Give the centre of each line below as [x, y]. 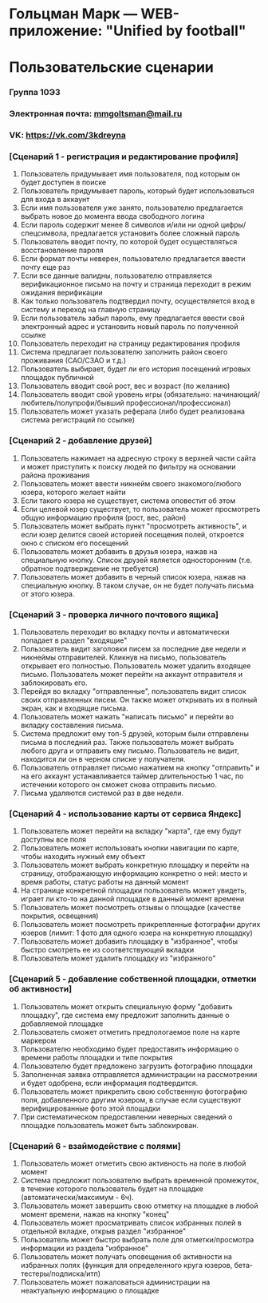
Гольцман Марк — [73, 14]
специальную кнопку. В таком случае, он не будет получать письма [137, 585]
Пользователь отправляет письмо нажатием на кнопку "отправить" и [140, 768]
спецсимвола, [45, 233]
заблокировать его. [54, 683]
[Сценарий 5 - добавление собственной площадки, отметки [133, 979]
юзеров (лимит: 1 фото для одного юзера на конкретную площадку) [137, 933]
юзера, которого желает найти [73, 492]
